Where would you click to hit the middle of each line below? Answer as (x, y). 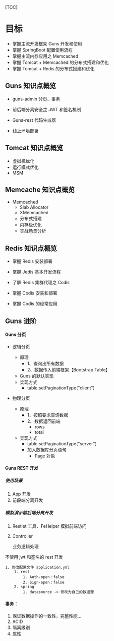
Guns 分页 (16, 334)
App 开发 (22, 494)
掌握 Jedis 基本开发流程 (36, 272)
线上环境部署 (25, 131)
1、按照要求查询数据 (48, 415)
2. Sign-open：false (44, 583)
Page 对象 (45, 456)
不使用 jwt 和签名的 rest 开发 (34, 557)
